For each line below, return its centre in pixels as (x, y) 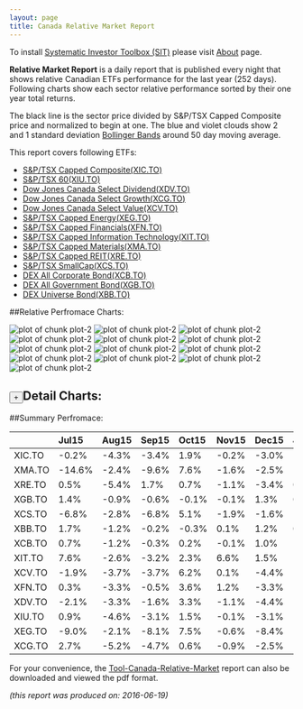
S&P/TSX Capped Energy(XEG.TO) (87, 217)
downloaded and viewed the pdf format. (84, 678)
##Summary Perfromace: (56, 418)
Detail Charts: (62, 396)
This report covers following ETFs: (73, 152)
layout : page (34, 18)
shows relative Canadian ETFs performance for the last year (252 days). (143, 78)
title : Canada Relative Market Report (82, 26)
